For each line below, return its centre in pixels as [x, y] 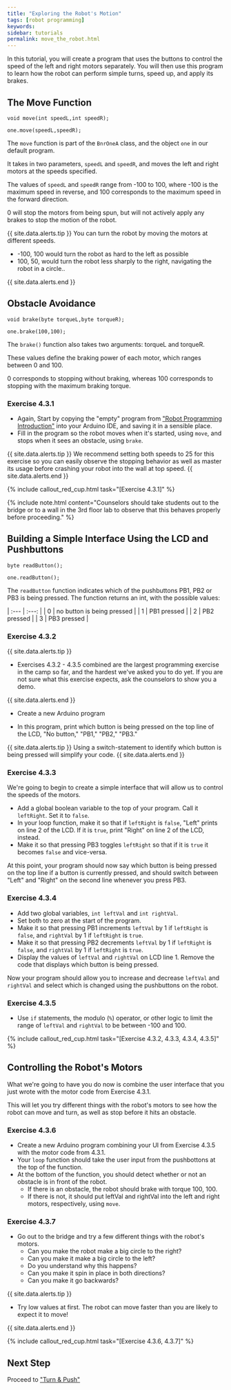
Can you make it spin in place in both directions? [96, 1273]
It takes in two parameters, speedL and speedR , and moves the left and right [113, 163]
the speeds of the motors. [44, 795]
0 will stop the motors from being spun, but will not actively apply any [106, 212]
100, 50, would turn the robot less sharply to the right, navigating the [114, 261]
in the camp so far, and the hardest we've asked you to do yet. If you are [120, 672]
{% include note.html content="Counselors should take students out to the [113, 503]
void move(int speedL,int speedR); [58, 118]
